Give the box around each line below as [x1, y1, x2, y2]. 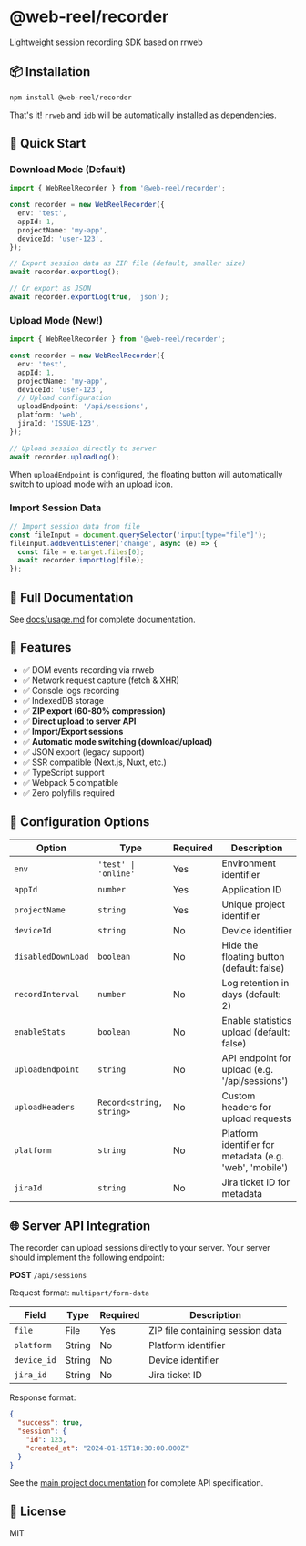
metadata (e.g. [221, 1149, 285, 1162]
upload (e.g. [221, 1063, 274, 1076]
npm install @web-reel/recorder [9, 93, 132, 102]
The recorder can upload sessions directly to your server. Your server [9, 1242, 270, 1253]
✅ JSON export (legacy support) [22, 746, 146, 758]
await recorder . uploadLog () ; [9, 452, 120, 461]
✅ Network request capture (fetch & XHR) [22, 675, 180, 685]
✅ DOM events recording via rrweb [22, 664, 155, 675]
